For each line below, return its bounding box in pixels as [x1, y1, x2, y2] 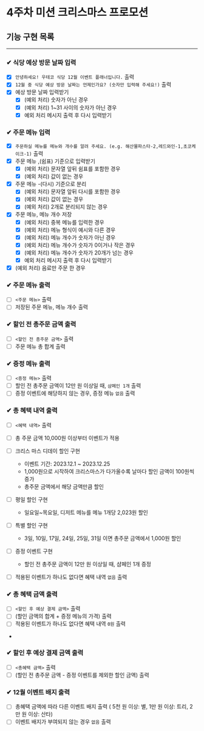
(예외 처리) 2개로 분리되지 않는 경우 [24, 203, 108, 210]
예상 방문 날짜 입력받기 [15, 89, 69, 96]
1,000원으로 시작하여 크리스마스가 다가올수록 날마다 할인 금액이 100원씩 [24, 467, 195, 475]
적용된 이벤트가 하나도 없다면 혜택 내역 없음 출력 [15, 573, 127, 580]
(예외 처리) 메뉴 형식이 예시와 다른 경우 [24, 226, 116, 233]
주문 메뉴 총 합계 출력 [15, 343, 66, 350]
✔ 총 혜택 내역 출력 [6, 407, 58, 415]
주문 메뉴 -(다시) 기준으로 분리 [15, 180, 87, 188]
